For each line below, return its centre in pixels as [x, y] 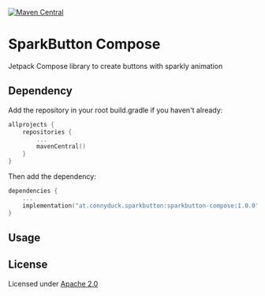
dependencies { [33, 191]
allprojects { [32, 124]
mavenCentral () [62, 146]
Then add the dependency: [52, 176]
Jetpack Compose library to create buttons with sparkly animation [116, 66]
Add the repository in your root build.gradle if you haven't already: [116, 110]
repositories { [47, 132]
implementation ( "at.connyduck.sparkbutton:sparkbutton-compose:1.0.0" [141, 206]
